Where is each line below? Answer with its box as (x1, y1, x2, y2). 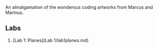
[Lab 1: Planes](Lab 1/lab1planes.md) (12, 37, 89, 43)
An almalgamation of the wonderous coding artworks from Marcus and (5, 4, 153, 10)
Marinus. (5, 9, 24, 15)
